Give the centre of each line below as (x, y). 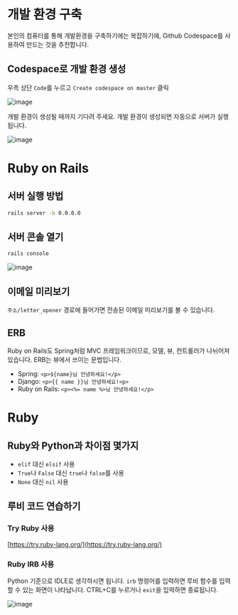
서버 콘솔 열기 (36, 237)
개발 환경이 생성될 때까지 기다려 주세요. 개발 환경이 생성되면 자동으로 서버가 (112, 116)
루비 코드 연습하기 (44, 507)
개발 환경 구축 (45, 15)
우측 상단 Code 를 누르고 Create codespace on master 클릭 (88, 87)
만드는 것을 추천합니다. (58, 44)
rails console (28, 254)
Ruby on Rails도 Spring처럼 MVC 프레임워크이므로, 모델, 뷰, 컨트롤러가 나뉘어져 (119, 351)
